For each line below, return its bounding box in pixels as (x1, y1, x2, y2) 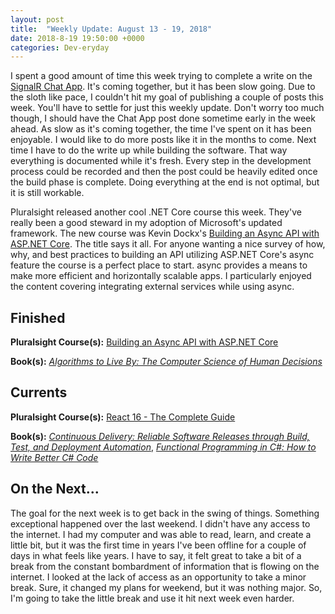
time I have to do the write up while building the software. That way (10, 144, 288, 156)
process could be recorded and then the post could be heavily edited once (10, 166, 318, 178)
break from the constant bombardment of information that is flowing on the (10, 560, 320, 572)
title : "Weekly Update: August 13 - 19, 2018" (10, 24, 213, 34)
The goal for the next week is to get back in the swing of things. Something (10, 507, 320, 519)
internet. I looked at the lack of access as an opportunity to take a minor (10, 571, 307, 583)
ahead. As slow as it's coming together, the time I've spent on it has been (10, 123, 312, 135)
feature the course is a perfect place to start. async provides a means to (10, 259, 308, 271)
